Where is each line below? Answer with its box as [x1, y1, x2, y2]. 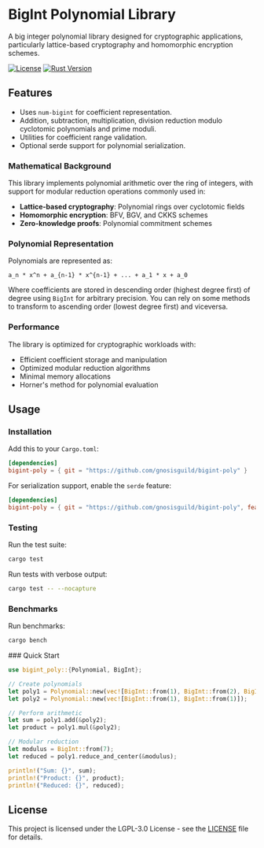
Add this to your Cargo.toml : [8, 444, 100, 454]
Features [8, 87, 53, 100]
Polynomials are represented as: [8, 256, 112, 265]
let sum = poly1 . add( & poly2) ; [8, 717, 108, 724]
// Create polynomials [8, 680, 82, 688]
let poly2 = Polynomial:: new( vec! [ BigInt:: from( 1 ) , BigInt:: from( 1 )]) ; [8, 694, 247, 702]
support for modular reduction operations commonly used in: [8, 187, 206, 196]
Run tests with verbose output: [8, 569, 108, 579]
